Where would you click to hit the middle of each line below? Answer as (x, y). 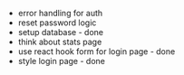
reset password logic (57, 23)
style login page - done (62, 61)
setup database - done (61, 32)
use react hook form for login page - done (97, 52)
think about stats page (60, 42)
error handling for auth (60, 13)
